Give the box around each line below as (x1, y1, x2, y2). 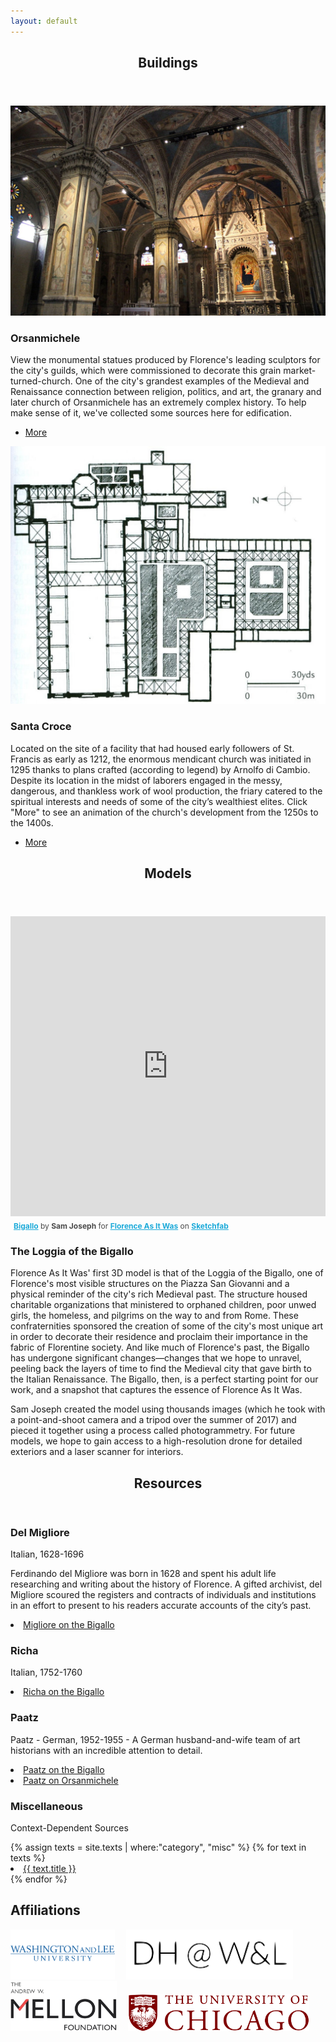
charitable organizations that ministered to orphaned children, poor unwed (10, 1299, 317, 1311)
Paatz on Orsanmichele (23, 1774, 119, 1786)
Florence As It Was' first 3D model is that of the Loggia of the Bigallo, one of (10, 1267, 324, 1279)
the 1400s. (10, 816, 54, 829)
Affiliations (10, 1902, 81, 1919)
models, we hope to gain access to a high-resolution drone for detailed (10, 1435, 303, 1447)
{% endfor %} (10, 1873, 68, 1885)
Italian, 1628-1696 (10, 1548, 85, 1560)
